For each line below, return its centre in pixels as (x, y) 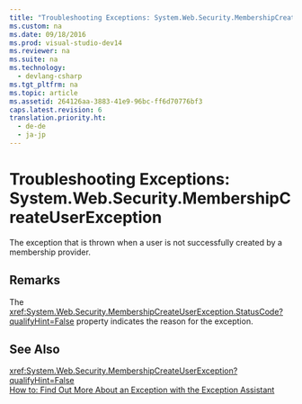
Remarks (35, 280)
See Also (35, 350)
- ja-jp (32, 135)
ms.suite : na (34, 59)
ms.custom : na (36, 26)
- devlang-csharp (50, 76)
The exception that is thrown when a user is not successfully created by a (146, 242)
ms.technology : (38, 68)
